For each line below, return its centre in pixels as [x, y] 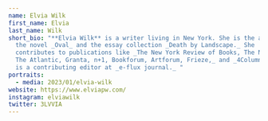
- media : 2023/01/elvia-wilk [64, 82]
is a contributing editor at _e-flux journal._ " [99, 68]
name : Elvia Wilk [37, 16]
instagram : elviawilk [44, 97]
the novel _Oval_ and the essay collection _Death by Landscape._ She [135, 45]
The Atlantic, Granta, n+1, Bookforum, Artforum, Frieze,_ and [122, 60]
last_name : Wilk [35, 30]
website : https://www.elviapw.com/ [67, 90]
